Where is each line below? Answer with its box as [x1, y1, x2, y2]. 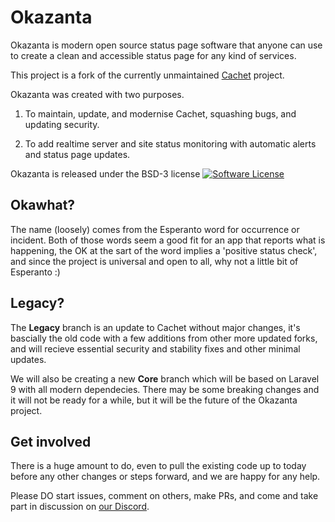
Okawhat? [10, 197, 76, 214]
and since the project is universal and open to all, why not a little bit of [10, 255, 299, 267]
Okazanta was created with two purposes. [10, 88, 185, 100]
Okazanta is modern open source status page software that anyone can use [10, 39, 323, 51]
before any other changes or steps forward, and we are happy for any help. [10, 471, 321, 483]
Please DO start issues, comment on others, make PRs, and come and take [10, 490, 319, 502]
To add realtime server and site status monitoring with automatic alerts [24, 137, 317, 150]
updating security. [24, 118, 100, 130]
